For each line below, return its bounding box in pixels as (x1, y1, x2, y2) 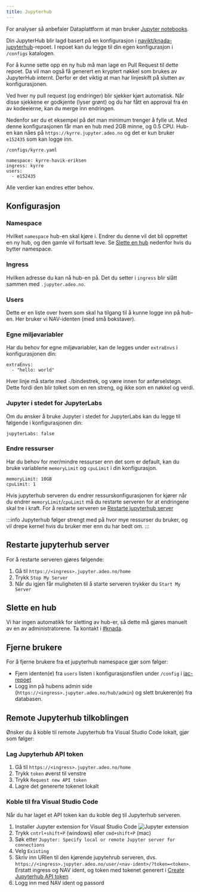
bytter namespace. (6, 245, 53, 252)
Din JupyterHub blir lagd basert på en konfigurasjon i (6, 37, 137, 44)
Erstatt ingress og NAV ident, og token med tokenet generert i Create (14, 866, 184, 873)
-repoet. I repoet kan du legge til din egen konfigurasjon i (32, 43, 173, 50)
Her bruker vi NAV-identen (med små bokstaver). (15, 315, 136, 323)
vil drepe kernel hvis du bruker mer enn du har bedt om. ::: (6, 522, 150, 529)
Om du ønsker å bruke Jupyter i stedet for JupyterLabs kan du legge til (6, 412, 181, 420)
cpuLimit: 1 (6, 481, 36, 487)
